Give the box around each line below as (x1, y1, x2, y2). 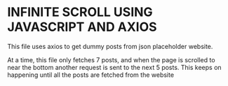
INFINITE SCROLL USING (7, 4, 153, 20)
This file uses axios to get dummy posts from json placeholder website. (7, 42, 213, 50)
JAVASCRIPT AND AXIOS (7, 19, 157, 35)
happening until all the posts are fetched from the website (7, 71, 174, 79)
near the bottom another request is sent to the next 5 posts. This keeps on (7, 63, 222, 71)
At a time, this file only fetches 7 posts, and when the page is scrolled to (7, 55, 215, 64)
